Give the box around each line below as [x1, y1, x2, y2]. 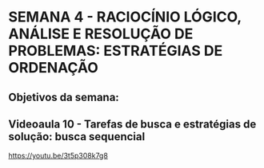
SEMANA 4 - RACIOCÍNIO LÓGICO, [8, 8, 242, 26]
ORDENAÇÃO [8, 59, 98, 77]
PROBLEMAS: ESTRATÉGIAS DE [8, 42, 223, 60]
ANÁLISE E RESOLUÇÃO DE [8, 25, 194, 43]
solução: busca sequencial [8, 130, 146, 143]
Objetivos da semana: [8, 90, 120, 104]
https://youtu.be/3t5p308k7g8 [8, 151, 108, 161]
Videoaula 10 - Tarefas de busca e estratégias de [8, 117, 257, 131]
